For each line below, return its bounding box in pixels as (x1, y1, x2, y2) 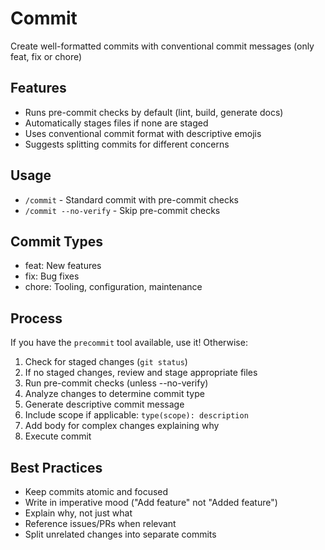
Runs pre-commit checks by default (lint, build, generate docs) (24, 106, 284, 118)
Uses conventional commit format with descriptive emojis (24, 127, 262, 139)
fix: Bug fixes (24, 270, 80, 282)
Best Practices (10, 459, 103, 476)
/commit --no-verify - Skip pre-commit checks (24, 204, 221, 216)
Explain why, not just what (24, 507, 133, 519)
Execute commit (24, 430, 92, 442)
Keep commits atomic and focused (24, 486, 169, 497)
